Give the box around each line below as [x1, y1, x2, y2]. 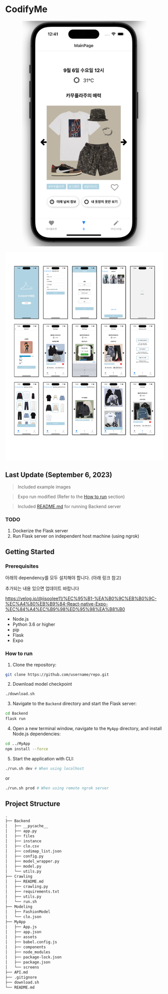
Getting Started [5, 547, 55, 556]
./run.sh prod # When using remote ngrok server [5, 786, 109, 791]
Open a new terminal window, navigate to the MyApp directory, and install [12, 726, 162, 732]
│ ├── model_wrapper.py [5, 859, 59, 864]
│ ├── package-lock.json [5, 955, 62, 960]
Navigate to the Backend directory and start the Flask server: [12, 700, 137, 707]
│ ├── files [5, 834, 35, 839]
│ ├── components [5, 945, 46, 950]
